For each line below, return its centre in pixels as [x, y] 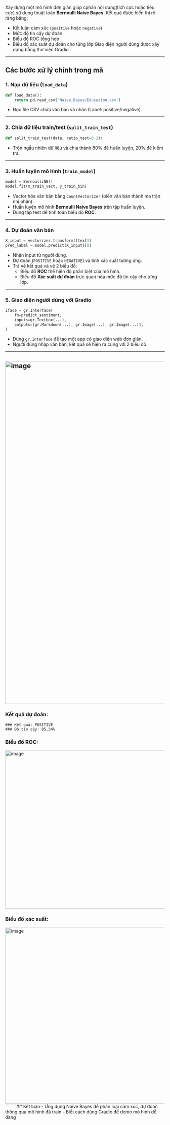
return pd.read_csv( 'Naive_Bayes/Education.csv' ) [68, 100]
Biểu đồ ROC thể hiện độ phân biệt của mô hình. [70, 271]
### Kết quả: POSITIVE [29, 725]
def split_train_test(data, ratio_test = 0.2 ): [54, 138]
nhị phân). [23, 201]
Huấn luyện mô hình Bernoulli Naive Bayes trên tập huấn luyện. [79, 207]
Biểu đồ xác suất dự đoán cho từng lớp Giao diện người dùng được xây [86, 44]
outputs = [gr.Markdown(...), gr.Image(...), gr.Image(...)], [79, 324]
